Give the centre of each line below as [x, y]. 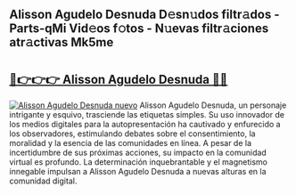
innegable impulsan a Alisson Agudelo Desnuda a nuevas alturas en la [138, 171]
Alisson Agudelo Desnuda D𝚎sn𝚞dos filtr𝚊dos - [144, 15]
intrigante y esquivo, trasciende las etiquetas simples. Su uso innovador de [147, 114]
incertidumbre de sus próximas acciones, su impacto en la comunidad [138, 152]
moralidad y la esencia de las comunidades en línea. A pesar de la [131, 143]
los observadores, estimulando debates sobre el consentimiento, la [132, 134]
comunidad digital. [43, 181]
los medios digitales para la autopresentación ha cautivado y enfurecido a [145, 124]
